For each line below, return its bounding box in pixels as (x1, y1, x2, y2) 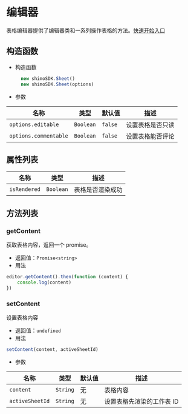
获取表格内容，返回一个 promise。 (6, 241, 92, 249)
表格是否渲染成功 (74, 185, 123, 194)
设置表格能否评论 (126, 132, 175, 140)
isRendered (9, 186, 41, 193)
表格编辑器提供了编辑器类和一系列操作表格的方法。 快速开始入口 (6, 27, 165, 34)
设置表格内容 (6, 313, 38, 321)
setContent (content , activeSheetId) (6, 346, 99, 352)
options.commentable (9, 132, 68, 139)
